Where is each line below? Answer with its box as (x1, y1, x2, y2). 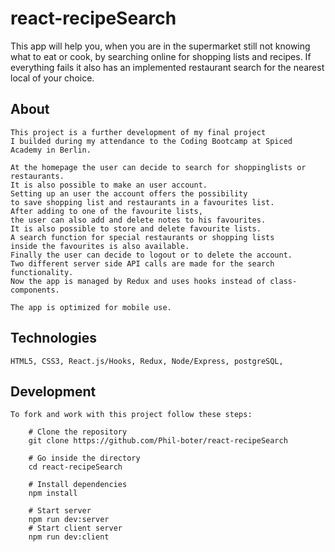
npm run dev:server (28, 515, 110, 525)
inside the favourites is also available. (10, 241, 190, 251)
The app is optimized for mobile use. (10, 302, 172, 312)
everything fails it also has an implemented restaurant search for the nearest (10, 61, 325, 73)
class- (269, 276, 298, 286)
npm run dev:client (28, 532, 110, 542)
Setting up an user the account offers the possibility (10, 188, 248, 199)
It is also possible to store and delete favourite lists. (10, 223, 262, 234)
